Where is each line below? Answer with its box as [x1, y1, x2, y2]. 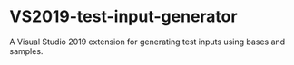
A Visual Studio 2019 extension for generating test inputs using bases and [9, 36, 286, 47]
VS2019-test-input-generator [9, 6, 238, 27]
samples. [9, 45, 44, 56]
